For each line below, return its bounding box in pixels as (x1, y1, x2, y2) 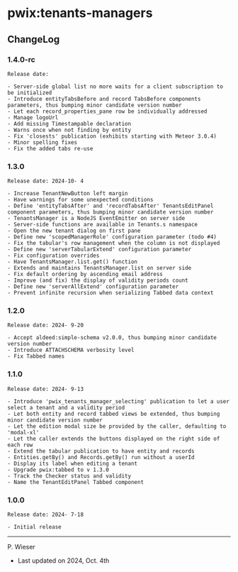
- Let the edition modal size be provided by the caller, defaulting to (7, 422, 227, 430)
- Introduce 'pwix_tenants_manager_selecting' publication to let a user (7, 397, 230, 405)
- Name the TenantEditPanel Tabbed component (7, 478, 144, 485)
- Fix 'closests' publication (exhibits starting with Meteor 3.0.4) (7, 133, 217, 140)
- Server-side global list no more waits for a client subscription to (7, 83, 223, 90)
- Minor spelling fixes (7, 138, 78, 146)
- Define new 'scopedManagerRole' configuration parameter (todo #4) (7, 233, 217, 241)
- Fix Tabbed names (7, 353, 65, 360)
